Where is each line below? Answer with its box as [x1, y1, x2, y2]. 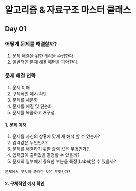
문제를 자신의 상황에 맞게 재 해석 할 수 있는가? [12, 133, 100, 139]
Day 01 [5, 24, 26, 33]
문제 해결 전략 [5, 72, 36, 79]
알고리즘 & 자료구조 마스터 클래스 [5, 4, 131, 16]
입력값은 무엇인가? [12, 140, 48, 146]
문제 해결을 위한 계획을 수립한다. [12, 53, 75, 59]
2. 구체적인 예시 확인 [5, 180, 45, 186]
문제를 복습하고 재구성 [12, 110, 55, 116]
